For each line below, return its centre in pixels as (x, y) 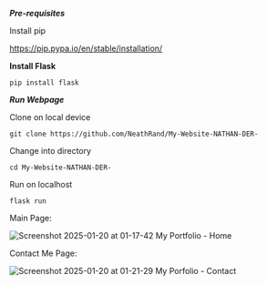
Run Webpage (37, 100)
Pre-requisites (37, 13)
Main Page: (31, 218)
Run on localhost (41, 184)
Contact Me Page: (43, 253)
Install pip (28, 31)
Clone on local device (50, 117)
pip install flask (44, 83)
